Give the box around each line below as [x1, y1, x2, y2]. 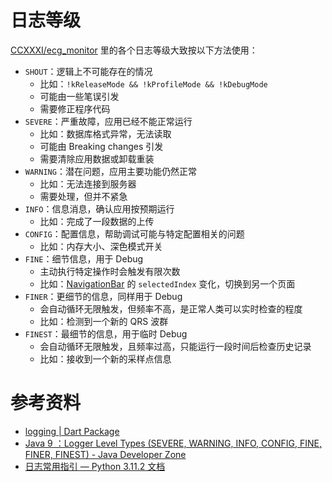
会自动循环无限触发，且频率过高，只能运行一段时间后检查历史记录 [39, 340, 312, 352]
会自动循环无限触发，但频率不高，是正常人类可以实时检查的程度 [39, 302, 303, 315]
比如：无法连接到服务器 [39, 177, 137, 190]
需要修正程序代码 [39, 102, 111, 115]
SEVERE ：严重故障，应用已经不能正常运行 [24, 115, 193, 127]
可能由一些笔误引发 [39, 90, 120, 102]
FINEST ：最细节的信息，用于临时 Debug [24, 327, 188, 340]
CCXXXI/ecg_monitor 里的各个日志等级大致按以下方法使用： [10, 44, 258, 56]
